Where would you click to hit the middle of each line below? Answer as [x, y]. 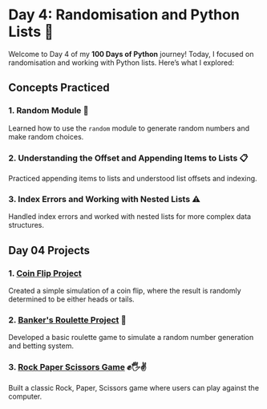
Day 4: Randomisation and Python [124, 15]
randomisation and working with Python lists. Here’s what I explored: [121, 63]
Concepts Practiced [59, 88]
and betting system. [41, 346]
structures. [26, 225]
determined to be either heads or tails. [71, 299]
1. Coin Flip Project [45, 273]
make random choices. [46, 136]
